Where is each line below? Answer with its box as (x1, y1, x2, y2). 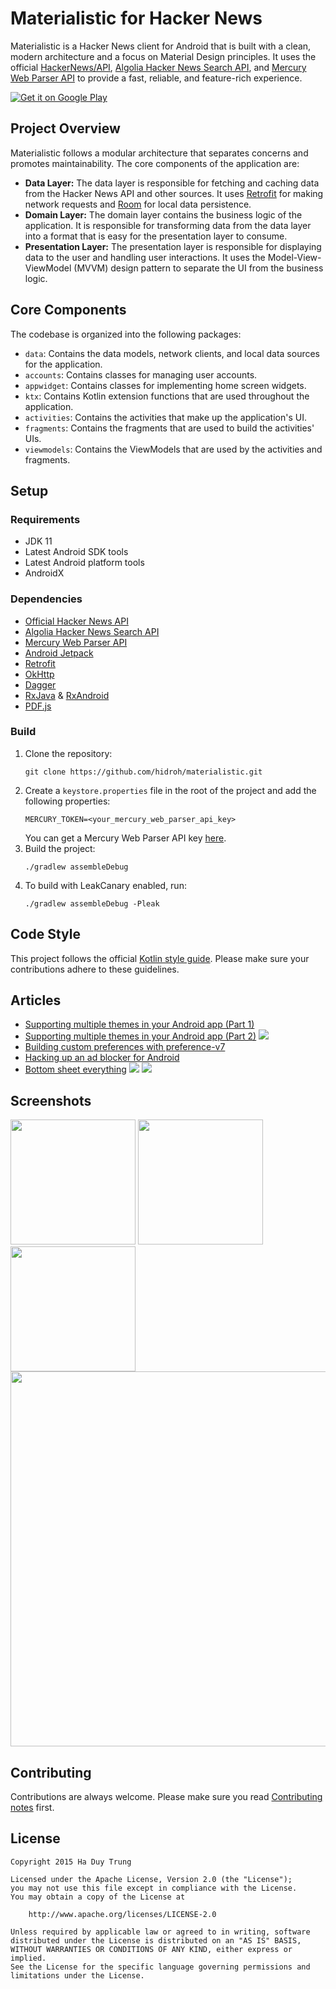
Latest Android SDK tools (24, 546, 129, 558)
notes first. (10, 1802, 55, 1814)
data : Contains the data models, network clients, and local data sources (24, 347, 321, 359)
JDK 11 (24, 535, 53, 547)
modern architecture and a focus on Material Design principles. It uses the (10, 50, 317, 62)
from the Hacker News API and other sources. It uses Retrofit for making (24, 187, 324, 199)
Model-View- (267, 251, 322, 263)
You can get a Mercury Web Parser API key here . (24, 832, 227, 844)
